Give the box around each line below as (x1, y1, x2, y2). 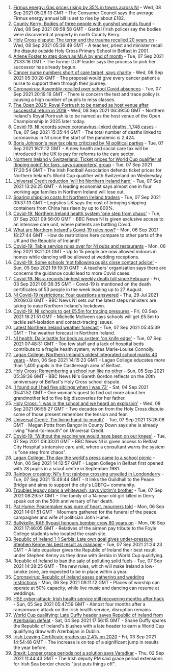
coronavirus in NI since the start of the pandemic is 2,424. (13, 135, 135, 140)
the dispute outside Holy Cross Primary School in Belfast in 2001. (13, 48, 150, 54)
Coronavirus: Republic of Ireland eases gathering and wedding (13, 574, 145, 580)
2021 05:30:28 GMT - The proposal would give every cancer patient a (13, 75, 160, 81)
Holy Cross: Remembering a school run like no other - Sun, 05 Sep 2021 (13, 368, 164, 374)
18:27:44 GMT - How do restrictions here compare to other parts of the (13, 232, 162, 238)
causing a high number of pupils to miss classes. (13, 97, 116, 103)
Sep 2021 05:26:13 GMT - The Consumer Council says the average (13, 10, 154, 16)
